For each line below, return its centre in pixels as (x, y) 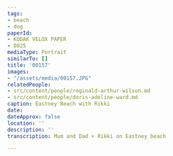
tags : (15, 14)
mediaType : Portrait (37, 53)
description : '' (31, 130)
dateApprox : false (34, 116)
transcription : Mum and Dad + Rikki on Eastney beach (87, 136)
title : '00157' (29, 65)
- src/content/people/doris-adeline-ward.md (73, 98)
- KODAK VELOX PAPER (37, 40)
